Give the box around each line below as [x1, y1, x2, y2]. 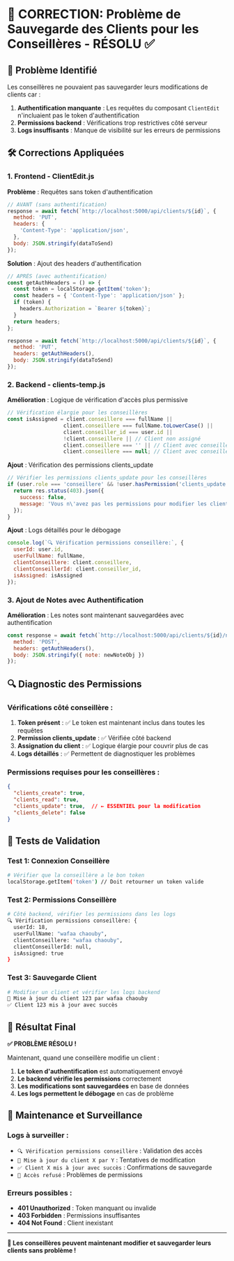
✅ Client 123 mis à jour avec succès [7, 1002, 118, 1009]
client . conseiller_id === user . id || [63, 428, 173, 435]
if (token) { [13, 298, 52, 306]
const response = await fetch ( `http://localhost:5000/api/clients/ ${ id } [7, 632, 223, 639]
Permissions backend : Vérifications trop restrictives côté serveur [17, 119, 208, 127]
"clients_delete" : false [13, 809, 86, 816]
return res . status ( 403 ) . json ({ [13, 487, 104, 495]
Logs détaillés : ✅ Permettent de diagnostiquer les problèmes [17, 749, 196, 758]
